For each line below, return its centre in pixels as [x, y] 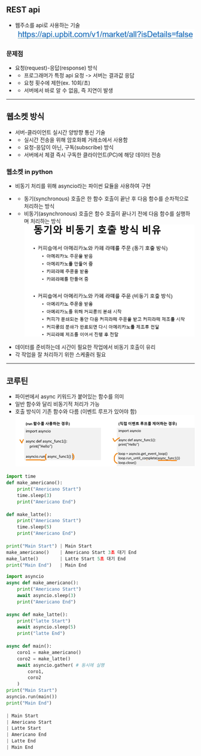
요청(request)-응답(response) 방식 [56, 68]
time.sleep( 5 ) [34, 527]
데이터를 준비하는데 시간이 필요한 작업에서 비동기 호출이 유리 [85, 347]
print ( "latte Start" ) [44, 621]
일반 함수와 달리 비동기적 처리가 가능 [57, 404]
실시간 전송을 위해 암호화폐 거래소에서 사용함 [76, 140]
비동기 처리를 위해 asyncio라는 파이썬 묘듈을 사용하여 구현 [83, 186]
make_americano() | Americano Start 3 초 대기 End [71, 552]
